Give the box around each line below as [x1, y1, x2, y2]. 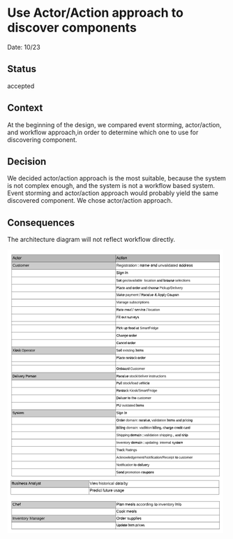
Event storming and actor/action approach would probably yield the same [7, 189, 218, 197]
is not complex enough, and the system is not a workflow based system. [7, 182, 215, 190]
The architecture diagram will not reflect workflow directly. [7, 236, 176, 244]
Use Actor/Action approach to [7, 5, 183, 21]
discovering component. [7, 135, 77, 144]
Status [7, 63, 37, 75]
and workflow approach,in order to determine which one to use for [7, 128, 199, 136]
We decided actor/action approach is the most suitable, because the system [7, 174, 227, 182]
